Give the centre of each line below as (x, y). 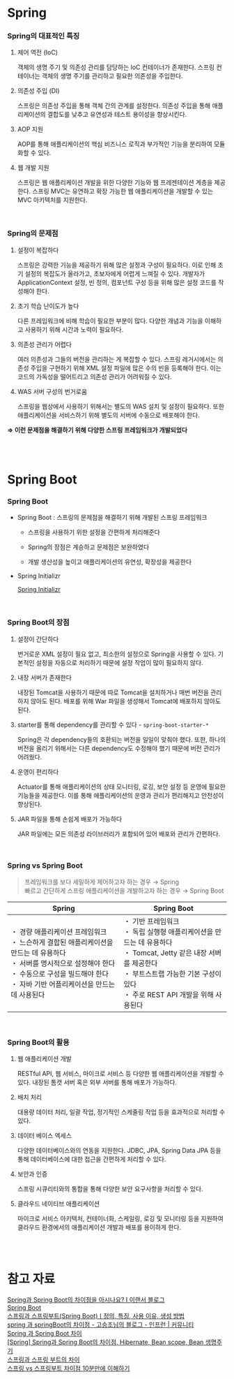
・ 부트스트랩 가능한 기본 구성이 (172, 974)
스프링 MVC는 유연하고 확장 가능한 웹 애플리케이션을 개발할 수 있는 (123, 191)
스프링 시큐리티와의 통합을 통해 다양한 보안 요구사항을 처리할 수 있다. (110, 1189)
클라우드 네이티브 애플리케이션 (58, 1204)
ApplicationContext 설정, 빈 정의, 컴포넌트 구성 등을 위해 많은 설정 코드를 (117, 282)
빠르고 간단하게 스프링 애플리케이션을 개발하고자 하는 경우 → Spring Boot (124, 890)
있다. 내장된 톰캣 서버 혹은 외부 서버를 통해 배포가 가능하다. (97, 1082)
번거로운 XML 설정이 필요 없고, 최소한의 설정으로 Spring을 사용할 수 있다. (117, 654)
